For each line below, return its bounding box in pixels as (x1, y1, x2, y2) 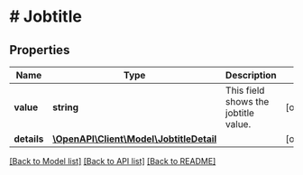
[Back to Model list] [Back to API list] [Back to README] (9, 156, 216, 166)
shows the (225, 96, 270, 107)
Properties (9, 42, 70, 58)
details (14, 133, 44, 145)
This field (225, 84, 265, 97)
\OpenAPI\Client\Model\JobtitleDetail (52, 133, 217, 145)
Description (225, 69, 277, 81)
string (52, 101, 79, 114)
